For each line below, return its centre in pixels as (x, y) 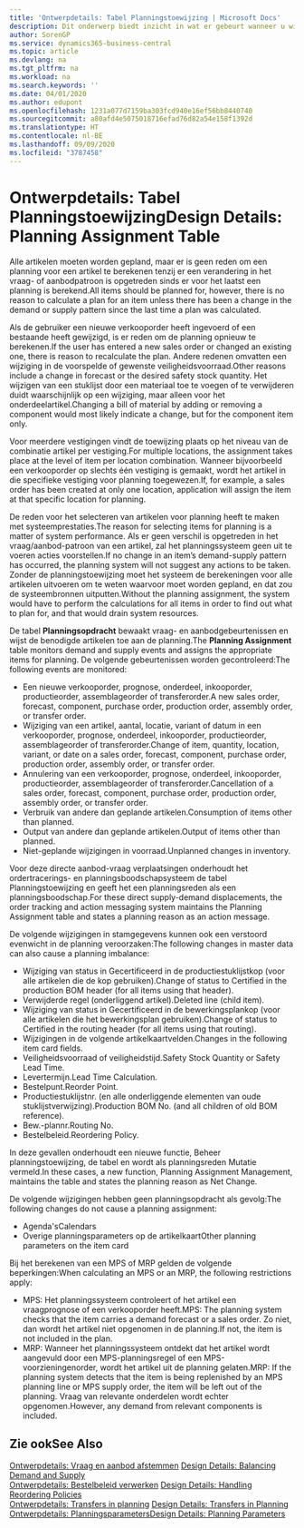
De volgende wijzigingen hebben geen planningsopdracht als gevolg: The (146, 1199)
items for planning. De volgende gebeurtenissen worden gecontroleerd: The (150, 660)
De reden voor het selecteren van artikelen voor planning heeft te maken (144, 516)
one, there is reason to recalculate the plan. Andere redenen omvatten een (148, 356)
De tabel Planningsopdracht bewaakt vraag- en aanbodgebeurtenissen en (149, 631)
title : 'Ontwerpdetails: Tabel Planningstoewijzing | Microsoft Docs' (145, 18)
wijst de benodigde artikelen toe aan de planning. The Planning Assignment (151, 640)
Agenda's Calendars (59, 1226)
